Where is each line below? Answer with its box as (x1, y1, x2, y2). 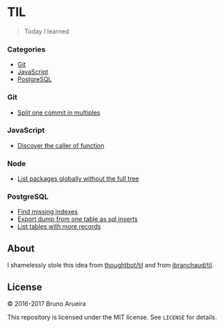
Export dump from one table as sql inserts (17, 215, 138, 223)
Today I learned (24, 27, 70, 35)
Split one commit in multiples (17, 108, 101, 117)
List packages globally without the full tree (17, 174, 139, 183)
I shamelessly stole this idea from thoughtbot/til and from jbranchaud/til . (7, 261, 214, 270)
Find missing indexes (17, 208, 78, 216)
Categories (7, 44, 46, 54)
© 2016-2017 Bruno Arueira (7, 300, 86, 308)
